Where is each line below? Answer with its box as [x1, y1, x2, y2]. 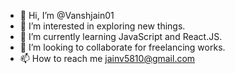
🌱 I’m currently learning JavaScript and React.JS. [19, 31, 223, 42]
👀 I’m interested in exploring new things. [19, 20, 186, 32]
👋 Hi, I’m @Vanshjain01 [19, 10, 115, 21]
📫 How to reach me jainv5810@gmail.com [19, 53, 196, 64]
